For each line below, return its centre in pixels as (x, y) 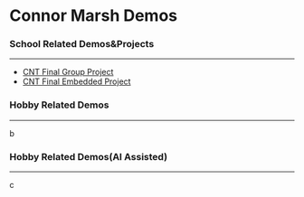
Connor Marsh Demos (94, 16)
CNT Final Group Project (68, 72)
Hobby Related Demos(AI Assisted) (89, 156)
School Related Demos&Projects (82, 44)
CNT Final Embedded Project (76, 81)
